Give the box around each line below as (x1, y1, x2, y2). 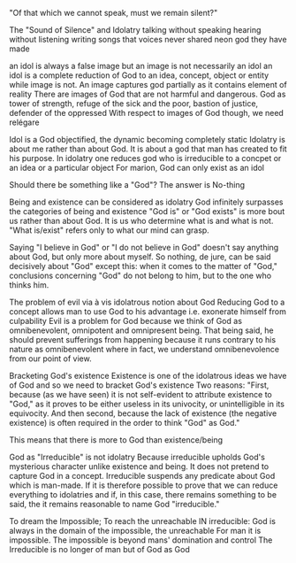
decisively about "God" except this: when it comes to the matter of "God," (9, 261, 278, 271)
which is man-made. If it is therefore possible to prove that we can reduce (9, 480, 278, 490)
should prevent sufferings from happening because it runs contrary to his (9, 335, 277, 344)
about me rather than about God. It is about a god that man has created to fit (9, 143, 287, 154)
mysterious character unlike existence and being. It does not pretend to (9, 461, 269, 472)
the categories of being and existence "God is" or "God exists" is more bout (9, 206, 285, 216)
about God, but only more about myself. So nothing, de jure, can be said (9, 251, 271, 262)
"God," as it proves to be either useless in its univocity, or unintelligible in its (9, 398, 285, 409)
